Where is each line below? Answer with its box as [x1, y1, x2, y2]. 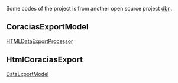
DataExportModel [6, 70, 49, 77]
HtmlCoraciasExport [6, 55, 83, 65]
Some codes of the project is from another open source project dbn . [6, 5, 173, 12]
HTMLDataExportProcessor [6, 38, 73, 45]
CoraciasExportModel [6, 22, 89, 32]
